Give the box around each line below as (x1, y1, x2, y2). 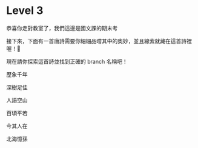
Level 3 (6, 4, 44, 18)
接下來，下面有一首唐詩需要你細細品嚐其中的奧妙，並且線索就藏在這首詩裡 (6, 37, 192, 44)
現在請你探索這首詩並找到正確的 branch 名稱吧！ (6, 58, 128, 65)
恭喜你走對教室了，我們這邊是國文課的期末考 (6, 24, 118, 32)
